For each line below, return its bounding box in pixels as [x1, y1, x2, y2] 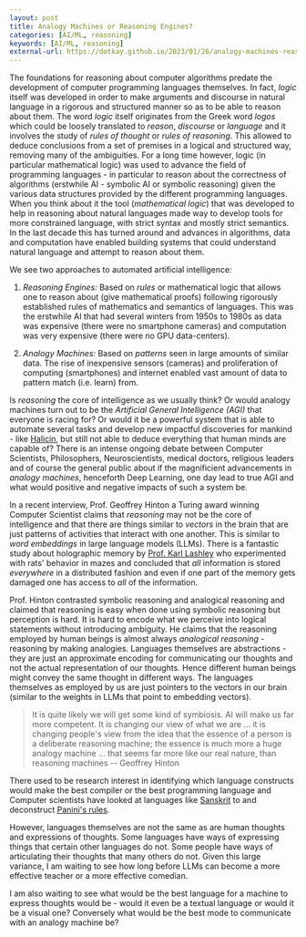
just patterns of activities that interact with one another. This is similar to [9, 529, 280, 540]
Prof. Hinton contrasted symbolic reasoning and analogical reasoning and [9, 594, 285, 606]
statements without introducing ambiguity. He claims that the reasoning [9, 623, 278, 634]
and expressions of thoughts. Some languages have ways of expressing [9, 831, 280, 843]
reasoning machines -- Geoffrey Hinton [31, 757, 180, 768]
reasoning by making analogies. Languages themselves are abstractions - [9, 644, 287, 654]
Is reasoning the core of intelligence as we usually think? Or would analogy [9, 395, 291, 406]
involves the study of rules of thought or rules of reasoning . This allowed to [9, 130, 292, 141]
